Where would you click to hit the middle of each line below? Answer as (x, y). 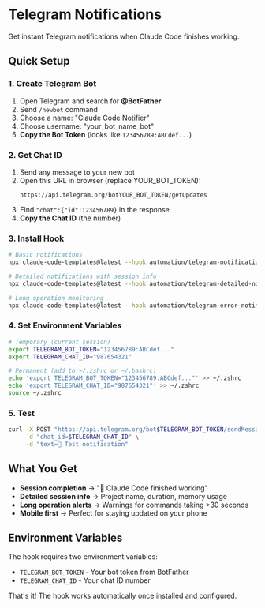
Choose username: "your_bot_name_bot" (87, 126)
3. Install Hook (36, 238)
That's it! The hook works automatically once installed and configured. (123, 596)
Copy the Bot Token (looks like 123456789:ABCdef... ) (106, 134)
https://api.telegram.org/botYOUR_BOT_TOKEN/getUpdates (113, 195)
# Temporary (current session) (60, 342)
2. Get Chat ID (35, 155)
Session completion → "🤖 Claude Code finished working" (114, 488)
